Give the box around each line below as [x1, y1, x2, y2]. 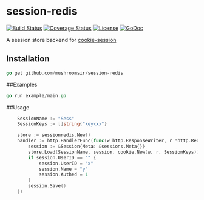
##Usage [6, 103, 30, 111]
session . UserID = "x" [38, 160, 94, 167]
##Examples [6, 81, 38, 88]
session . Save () [28, 183, 67, 189]
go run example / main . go [6, 92, 67, 98]
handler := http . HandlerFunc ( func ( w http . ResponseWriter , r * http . [17, 138, 191, 144]
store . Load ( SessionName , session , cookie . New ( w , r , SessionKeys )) [28, 149, 200, 155]
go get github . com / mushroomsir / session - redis [6, 70, 123, 76]
